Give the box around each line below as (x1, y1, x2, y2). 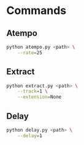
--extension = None (17, 94, 62, 101)
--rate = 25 (17, 49, 43, 55)
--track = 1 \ (17, 88, 48, 94)
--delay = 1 (17, 132, 43, 139)
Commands (6, 4, 67, 18)
